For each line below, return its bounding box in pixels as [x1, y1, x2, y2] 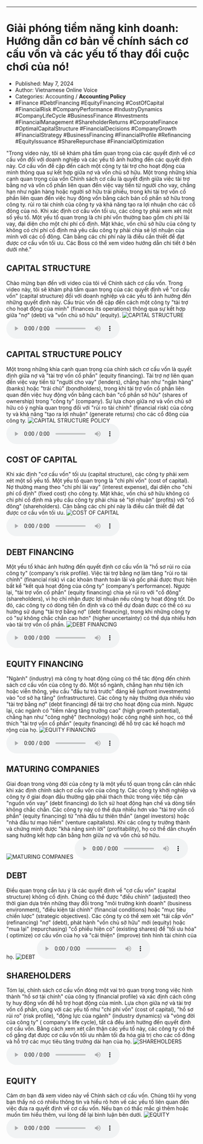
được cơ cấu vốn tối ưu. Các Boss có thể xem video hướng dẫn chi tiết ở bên [6, 239, 196, 247]
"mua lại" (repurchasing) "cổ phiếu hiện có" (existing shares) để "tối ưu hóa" [6, 925, 197, 932]
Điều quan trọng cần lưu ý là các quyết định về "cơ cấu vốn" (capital [6, 887, 176, 894]
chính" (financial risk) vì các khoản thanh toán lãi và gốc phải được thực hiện [6, 576, 197, 583]
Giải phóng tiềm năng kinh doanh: [6, 22, 179, 35]
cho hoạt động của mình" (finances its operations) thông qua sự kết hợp [6, 305, 186, 312]
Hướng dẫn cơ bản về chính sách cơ [6, 34, 188, 48]
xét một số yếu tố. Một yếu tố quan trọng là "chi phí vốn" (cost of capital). [6, 477, 189, 484]
